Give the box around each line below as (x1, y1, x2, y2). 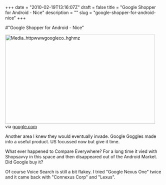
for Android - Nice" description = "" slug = (5, 10, 92, 16)
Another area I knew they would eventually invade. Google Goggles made (5, 133, 156, 139)
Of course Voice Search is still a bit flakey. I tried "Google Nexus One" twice (5, 169, 161, 174)
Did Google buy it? (5, 159, 43, 165)
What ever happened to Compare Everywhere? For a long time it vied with (5, 148, 157, 154)
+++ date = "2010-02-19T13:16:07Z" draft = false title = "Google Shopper (5, 5, 156, 10)
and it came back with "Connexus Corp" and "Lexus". (5, 174, 116, 180)
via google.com (5, 124, 37, 129)
